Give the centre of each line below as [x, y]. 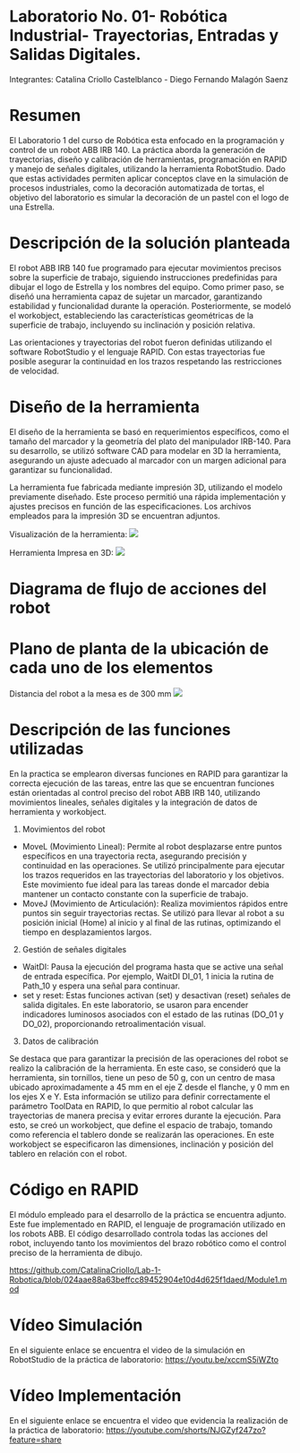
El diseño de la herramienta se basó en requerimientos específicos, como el [149, 432]
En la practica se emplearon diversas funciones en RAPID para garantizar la [149, 774]
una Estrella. [32, 207]
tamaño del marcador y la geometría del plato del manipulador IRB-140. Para [150, 441]
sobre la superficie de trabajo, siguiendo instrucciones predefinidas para [143, 277]
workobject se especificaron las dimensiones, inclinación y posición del [141, 1144]
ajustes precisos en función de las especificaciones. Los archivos [130, 506]
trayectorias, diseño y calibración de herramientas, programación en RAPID [148, 159]
